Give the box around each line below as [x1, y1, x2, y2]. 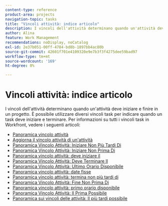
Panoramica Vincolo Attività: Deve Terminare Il [12, 158, 108, 164]
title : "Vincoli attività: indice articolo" [5, 21, 99, 27]
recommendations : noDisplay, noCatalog [5, 40, 88, 45]
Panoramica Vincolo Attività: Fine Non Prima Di [12, 179, 109, 185]
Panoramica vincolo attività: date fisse [12, 169, 91, 175]
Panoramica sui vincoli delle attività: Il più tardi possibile [12, 195, 127, 201]
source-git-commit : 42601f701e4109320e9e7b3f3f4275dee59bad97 [5, 49, 137, 54]
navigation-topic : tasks [5, 17, 57, 22]
